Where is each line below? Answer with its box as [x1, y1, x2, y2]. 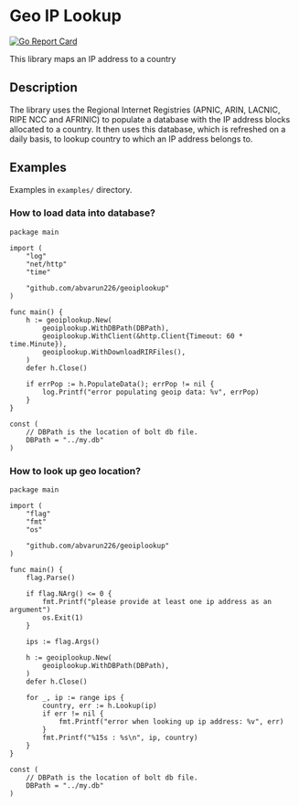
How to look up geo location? [9, 464, 142, 477]
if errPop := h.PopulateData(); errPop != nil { [26, 379, 215, 388]
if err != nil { [42, 709, 104, 718]
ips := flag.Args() [26, 637, 101, 647]
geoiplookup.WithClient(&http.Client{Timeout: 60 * [42, 331, 244, 341]
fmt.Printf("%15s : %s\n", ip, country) [42, 733, 198, 743]
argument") [9, 605, 51, 615]
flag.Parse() [26, 573, 76, 583]
